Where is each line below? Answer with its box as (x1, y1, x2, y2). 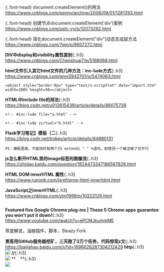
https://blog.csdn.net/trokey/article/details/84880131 (5, 136, 113, 141)
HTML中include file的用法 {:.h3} (5, 97, 71, 103)
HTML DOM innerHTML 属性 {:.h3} (5, 171, 76, 177)
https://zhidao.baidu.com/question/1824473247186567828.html (5, 161, 136, 167)
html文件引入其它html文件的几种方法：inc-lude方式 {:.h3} (5, 68, 123, 74)
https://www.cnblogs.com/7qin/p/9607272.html (5, 42, 103, 47)
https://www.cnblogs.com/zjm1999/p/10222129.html (5, 193, 112, 199)
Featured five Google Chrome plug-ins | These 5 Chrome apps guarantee (5, 207, 159, 213)
